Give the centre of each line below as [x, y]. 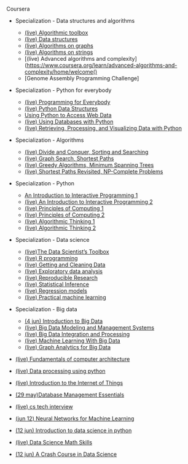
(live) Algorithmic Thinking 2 [60, 228]
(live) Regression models [56, 291]
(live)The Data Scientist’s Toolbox [67, 252]
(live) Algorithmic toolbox [56, 33]
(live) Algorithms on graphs [59, 46]
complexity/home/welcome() [61, 72]
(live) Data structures [51, 39]
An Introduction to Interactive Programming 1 [81, 195]
